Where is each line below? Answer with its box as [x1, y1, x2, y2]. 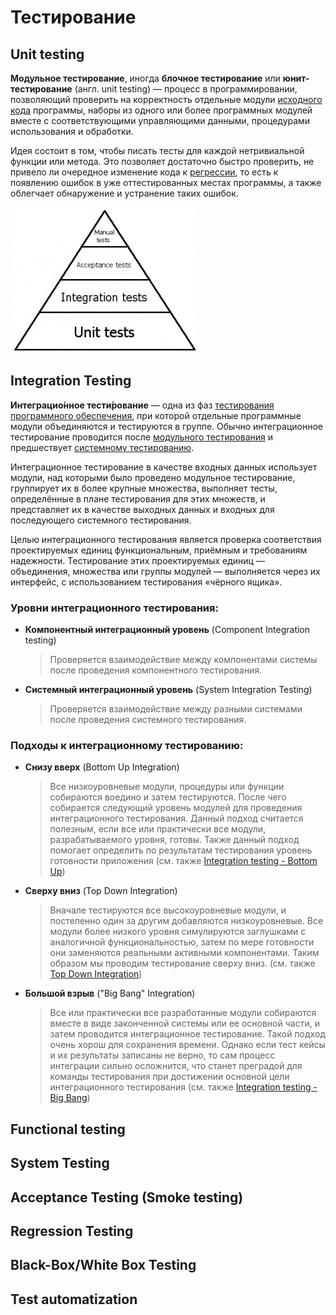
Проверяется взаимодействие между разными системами [49, 703, 303, 715]
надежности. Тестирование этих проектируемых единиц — [10, 554, 265, 566]
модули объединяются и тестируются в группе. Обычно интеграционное [10, 420, 323, 432]
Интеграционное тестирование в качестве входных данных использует [10, 461, 318, 473]
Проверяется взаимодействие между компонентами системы [49, 654, 318, 666]
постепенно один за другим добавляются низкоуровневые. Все [49, 915, 324, 927]
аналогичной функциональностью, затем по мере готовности [49, 936, 315, 948]
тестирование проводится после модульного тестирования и [10, 431, 274, 443]
